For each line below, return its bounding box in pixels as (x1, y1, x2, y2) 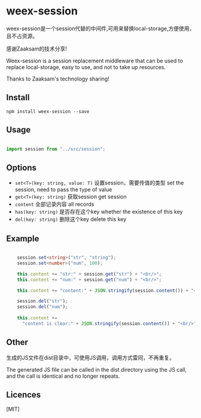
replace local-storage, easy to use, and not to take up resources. (6, 63, 166, 70)
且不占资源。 (6, 32, 38, 40)
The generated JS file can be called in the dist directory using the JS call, (6, 366, 187, 373)
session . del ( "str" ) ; (17, 298, 68, 304)
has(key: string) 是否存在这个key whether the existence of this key (14, 208, 183, 216)
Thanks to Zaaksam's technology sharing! (6, 75, 109, 82)
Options (6, 162, 37, 172)
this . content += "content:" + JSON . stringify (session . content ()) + (17, 287, 188, 294)
